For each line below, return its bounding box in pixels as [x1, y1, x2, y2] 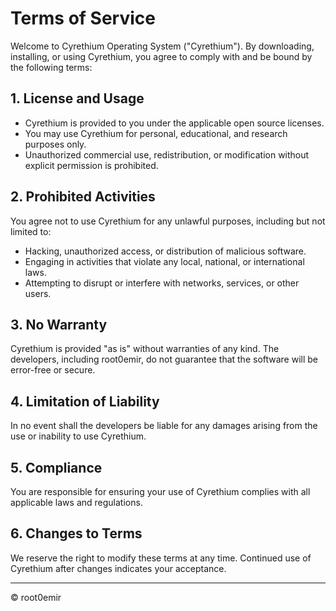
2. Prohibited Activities [10, 188, 156, 206]
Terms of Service [10, 7, 156, 30]
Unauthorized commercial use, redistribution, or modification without [24, 148, 310, 161]
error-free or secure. [10, 364, 96, 376]
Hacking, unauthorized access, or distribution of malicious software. [24, 245, 307, 257]
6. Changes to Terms [10, 525, 143, 542]
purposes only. [24, 138, 87, 150]
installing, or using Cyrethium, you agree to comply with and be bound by [10, 50, 313, 62]
